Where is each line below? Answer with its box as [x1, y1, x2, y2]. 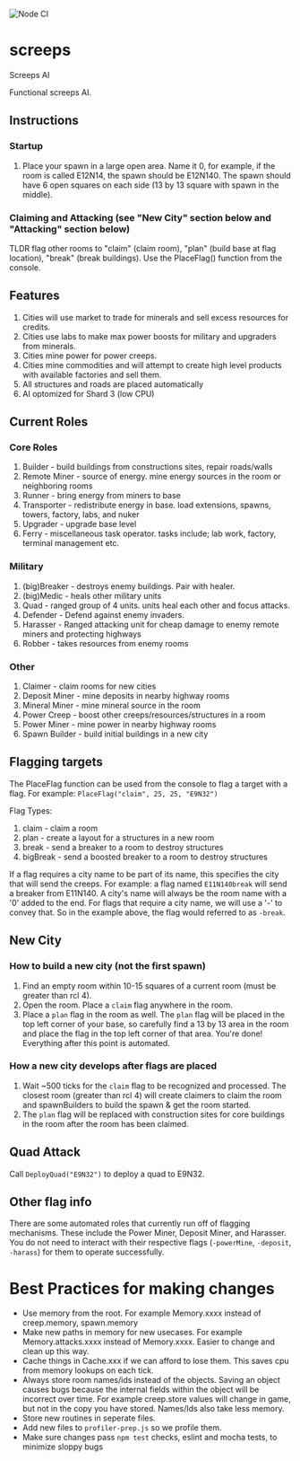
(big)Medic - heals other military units [21, 590, 162, 601]
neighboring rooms [21, 480, 93, 491]
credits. [21, 321, 51, 332]
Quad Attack [9, 1145, 81, 1160]
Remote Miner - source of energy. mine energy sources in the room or [21, 471, 282, 482]
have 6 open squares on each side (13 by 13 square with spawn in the [21, 180, 279, 190]
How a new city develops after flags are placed [9, 1060, 218, 1072]
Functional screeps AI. [9, 86, 92, 98]
